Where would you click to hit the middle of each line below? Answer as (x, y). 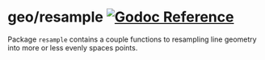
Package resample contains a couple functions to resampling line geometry (132, 39)
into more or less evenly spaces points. (73, 47)
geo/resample (56, 17)
